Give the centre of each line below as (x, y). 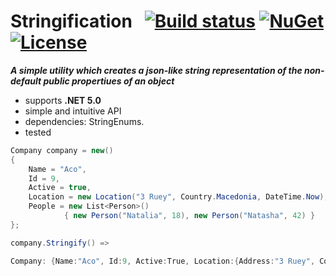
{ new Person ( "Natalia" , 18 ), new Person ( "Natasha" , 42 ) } (189, 216)
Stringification (71, 21)
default (26, 81)
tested (38, 132)
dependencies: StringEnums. (84, 121)
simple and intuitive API (73, 111)
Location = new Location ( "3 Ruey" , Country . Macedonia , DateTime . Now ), (178, 197)
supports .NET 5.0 (63, 100)
